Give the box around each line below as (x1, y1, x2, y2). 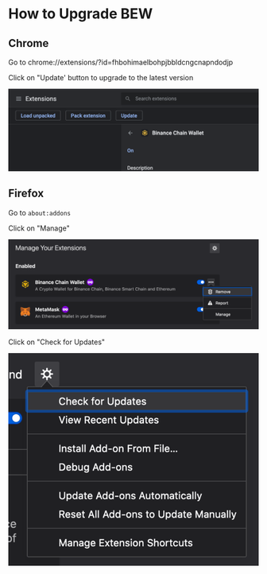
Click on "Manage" (8, 223, 70, 233)
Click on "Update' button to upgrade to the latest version (8, 73, 194, 82)
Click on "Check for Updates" (8, 337, 106, 347)
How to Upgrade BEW (8, 5, 153, 23)
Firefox (8, 187, 44, 200)
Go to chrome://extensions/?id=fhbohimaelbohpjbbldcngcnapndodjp (8, 57, 234, 67)
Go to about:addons (8, 207, 72, 217)
